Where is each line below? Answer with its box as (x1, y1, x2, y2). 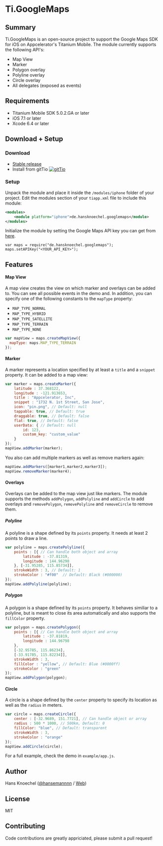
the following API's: (5, 47, 44, 52)
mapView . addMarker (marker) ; (5, 446, 63, 451)
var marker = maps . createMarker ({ (5, 381, 77, 386)
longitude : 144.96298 (23, 558, 70, 564)
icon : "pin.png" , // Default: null (14, 404, 87, 410)
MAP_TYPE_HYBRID (12, 311, 46, 317)
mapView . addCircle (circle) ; (5, 744, 63, 749)
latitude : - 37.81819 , (23, 634, 70, 639)
